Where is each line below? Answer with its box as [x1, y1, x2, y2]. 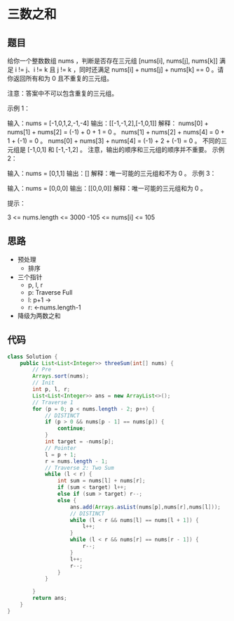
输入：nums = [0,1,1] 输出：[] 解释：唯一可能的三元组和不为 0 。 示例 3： [7, 169, 216, 177]
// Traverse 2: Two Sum [44, 464, 114, 471]
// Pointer [44, 444, 77, 452]
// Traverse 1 [32, 399, 74, 406]
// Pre [32, 366, 52, 373]
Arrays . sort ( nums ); [32, 373, 90, 380]
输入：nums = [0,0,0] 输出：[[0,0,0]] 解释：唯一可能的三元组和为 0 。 [7, 184, 207, 192]
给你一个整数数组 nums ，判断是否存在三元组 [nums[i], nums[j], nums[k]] [7, 57, 219, 65]
